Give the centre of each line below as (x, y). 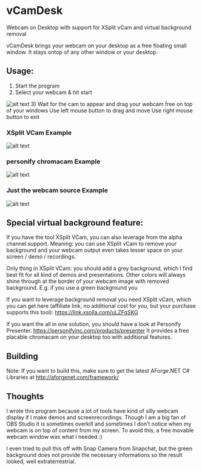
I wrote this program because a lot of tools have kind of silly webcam (93, 411)
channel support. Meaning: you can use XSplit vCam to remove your (92, 244)
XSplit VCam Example (39, 132)
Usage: (20, 71)
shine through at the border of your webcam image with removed (88, 281)
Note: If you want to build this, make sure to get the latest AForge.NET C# (98, 371)
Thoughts (25, 396)
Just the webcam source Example (57, 191)
